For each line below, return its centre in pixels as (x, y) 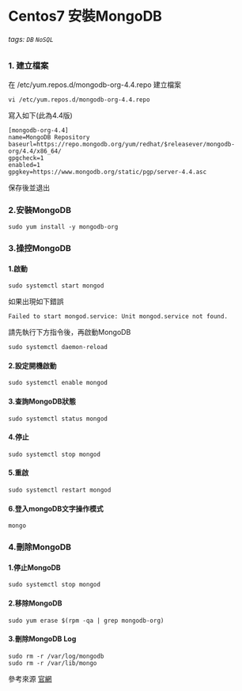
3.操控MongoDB (40, 248)
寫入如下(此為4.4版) (40, 115)
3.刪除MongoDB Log (42, 639)
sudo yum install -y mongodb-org (63, 227)
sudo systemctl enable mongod (58, 383)
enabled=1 (25, 165)
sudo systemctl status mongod (58, 419)
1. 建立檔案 (28, 66)
